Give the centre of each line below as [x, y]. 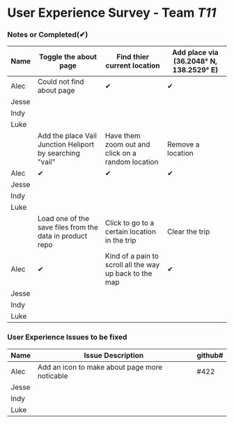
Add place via [195, 52]
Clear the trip [188, 232]
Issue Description [114, 355]
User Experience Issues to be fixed [67, 338]
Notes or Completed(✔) [48, 35]
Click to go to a [130, 223]
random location [132, 162]
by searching [58, 153]
